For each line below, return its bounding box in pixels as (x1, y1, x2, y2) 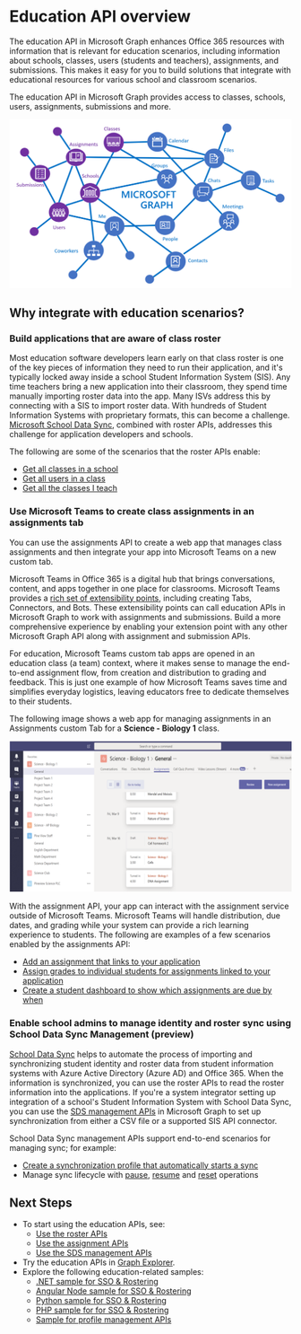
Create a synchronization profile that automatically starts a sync (21, 1160, 259, 1171)
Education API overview (9, 6, 191, 27)
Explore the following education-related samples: (21, 1267, 204, 1277)
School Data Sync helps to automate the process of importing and (9, 1049, 253, 1059)
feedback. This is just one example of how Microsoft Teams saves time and (9, 676, 288, 688)
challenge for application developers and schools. (9, 429, 194, 440)
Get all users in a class (21, 473, 106, 484)
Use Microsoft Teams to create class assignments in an (9, 505, 255, 518)
